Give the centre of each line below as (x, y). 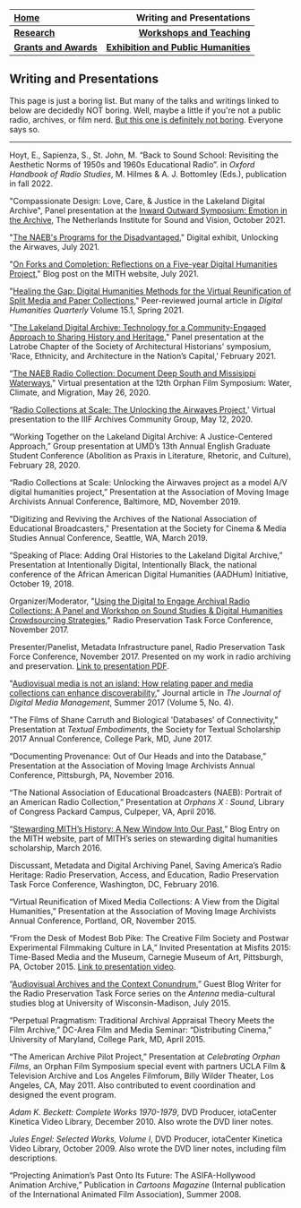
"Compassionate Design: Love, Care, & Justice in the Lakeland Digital (138, 201)
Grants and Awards (56, 47)
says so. (25, 129)
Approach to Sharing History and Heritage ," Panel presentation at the (137, 337)
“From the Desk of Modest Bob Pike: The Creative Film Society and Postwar (149, 938)
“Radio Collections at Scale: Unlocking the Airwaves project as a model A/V (149, 482)
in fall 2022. (31, 184)
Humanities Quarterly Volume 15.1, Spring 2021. (97, 310)
